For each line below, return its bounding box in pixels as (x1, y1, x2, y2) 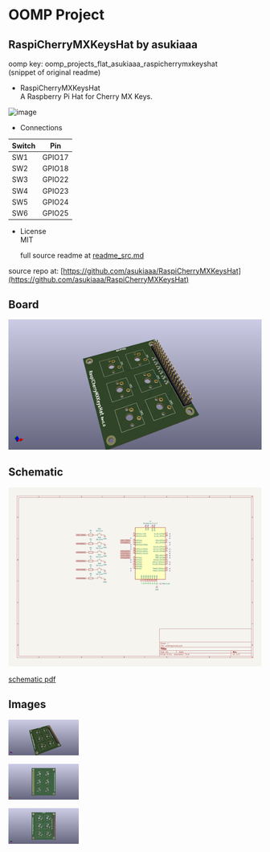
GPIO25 (42, 208, 69, 218)
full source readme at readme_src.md (19, 250, 145, 260)
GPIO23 (42, 186, 69, 196)
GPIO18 (42, 163, 69, 173)
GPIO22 (42, 175, 69, 184)
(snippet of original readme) (8, 68, 101, 77)
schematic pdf (8, 674, 56, 684)
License (19, 226, 47, 236)
